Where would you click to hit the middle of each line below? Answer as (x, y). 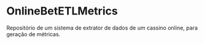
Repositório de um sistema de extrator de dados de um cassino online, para (102, 28)
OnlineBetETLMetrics (62, 11)
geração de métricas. (33, 34)
